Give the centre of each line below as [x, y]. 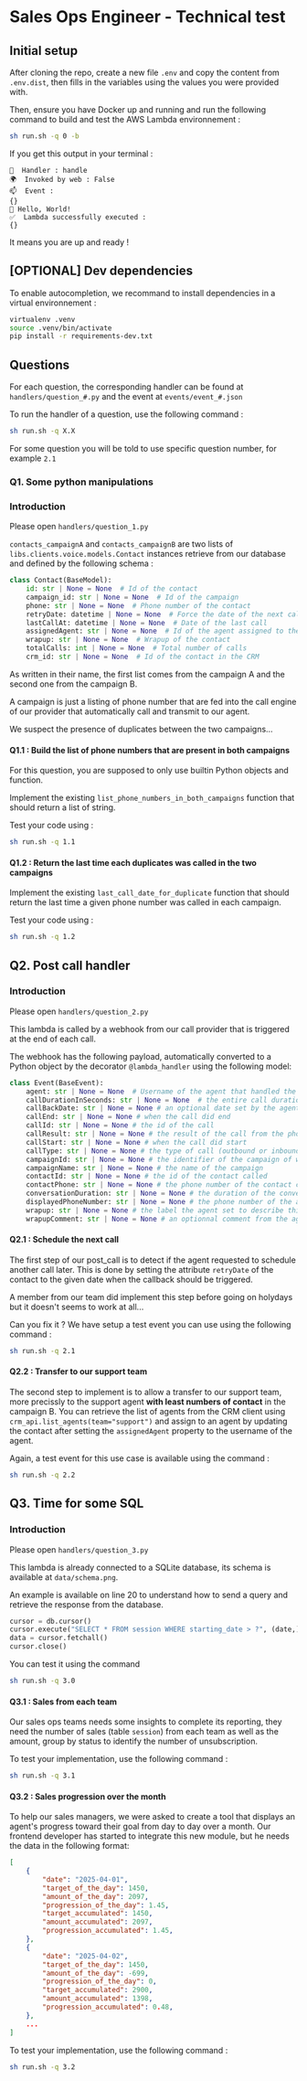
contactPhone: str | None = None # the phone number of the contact [159, 1185]
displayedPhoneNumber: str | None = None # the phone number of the [159, 1202]
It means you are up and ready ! [69, 242]
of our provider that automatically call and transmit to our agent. [130, 711]
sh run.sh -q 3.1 [42, 1776]
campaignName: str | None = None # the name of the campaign [144, 1168]
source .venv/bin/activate [61, 328]
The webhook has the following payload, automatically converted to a [141, 1056]
